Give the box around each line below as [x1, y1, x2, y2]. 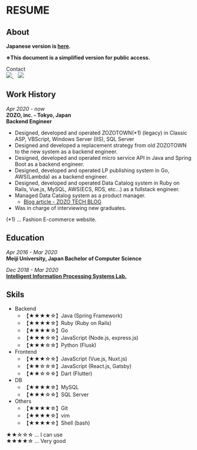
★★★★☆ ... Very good [6, 438, 66, 445]
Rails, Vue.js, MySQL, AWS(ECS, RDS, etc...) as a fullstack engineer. [14, 185, 180, 192]
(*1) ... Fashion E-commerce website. [6, 216, 97, 223]
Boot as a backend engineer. [14, 160, 84, 167]
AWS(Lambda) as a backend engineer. [14, 173, 108, 180]
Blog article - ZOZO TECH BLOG [23, 198, 102, 205]
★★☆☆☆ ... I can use [6, 431, 63, 438]
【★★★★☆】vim [23, 412, 70, 419]
